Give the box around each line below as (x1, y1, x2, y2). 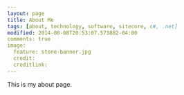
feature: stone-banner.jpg (13, 49, 91, 56)
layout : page (7, 10, 45, 17)
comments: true (7, 36, 51, 43)
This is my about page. (7, 80, 73, 88)
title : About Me (7, 17, 54, 23)
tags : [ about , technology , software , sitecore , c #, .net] (7, 23, 178, 30)
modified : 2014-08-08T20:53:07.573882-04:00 (7, 29, 138, 36)
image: (7, 42, 26, 49)
